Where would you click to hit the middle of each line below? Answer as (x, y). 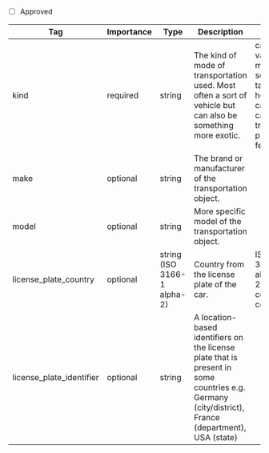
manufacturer (219, 169)
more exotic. (217, 135)
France (207, 418)
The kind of (215, 55)
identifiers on (219, 338)
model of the (217, 222)
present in (213, 367)
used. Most (215, 86)
